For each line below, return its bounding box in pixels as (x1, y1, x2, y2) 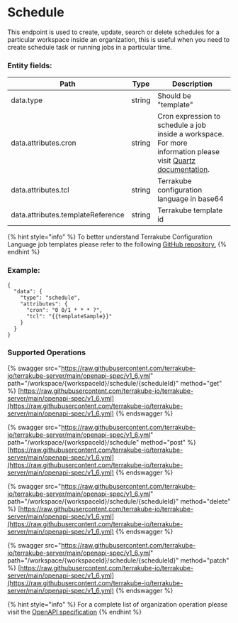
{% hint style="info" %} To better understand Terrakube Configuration (7, 232, 212, 242)
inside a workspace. (157, 129, 225, 139)
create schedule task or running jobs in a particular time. (7, 43, 172, 51)
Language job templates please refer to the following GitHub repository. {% (7, 240, 227, 249)
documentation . (157, 165, 210, 175)
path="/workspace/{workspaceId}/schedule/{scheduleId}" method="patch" (7, 556, 229, 565)
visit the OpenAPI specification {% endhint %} (7, 607, 142, 616)
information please (157, 147, 220, 157)
